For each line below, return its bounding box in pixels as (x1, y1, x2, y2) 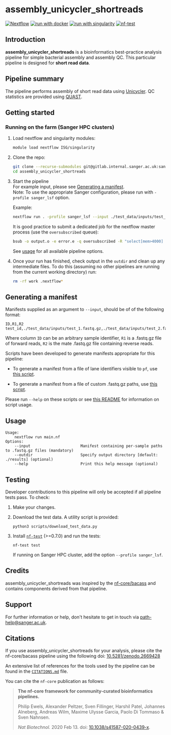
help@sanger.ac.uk (5, 619, 46, 625)
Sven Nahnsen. (17, 714, 50, 721)
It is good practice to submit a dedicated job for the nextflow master (12, 223, 155, 229)
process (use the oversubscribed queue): (12, 229, 99, 235)
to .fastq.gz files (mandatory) (5, 448, 74, 453)
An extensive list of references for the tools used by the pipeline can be (5, 663, 155, 669)
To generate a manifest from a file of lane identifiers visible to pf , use (12, 366, 158, 372)
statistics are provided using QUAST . (5, 93, 82, 100)
